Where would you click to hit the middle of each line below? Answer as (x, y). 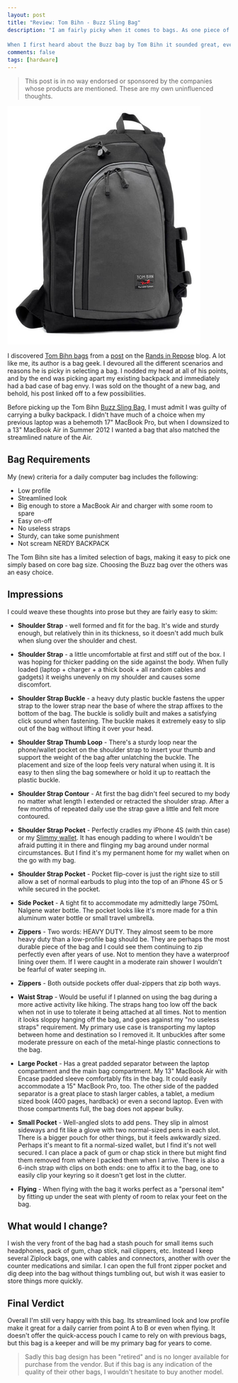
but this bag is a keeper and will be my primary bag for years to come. (110, 1343)
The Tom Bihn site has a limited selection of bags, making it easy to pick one (119, 557)
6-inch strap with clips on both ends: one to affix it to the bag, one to (118, 1167)
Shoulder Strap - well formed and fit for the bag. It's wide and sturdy (118, 625)
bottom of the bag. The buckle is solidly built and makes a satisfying (117, 713)
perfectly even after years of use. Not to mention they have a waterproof (124, 954)
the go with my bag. (47, 860)
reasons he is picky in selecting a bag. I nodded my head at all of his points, (118, 371)
